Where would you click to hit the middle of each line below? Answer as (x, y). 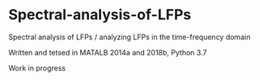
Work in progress (37, 68)
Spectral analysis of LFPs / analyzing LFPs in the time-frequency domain (129, 37)
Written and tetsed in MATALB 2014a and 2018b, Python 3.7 (108, 52)
